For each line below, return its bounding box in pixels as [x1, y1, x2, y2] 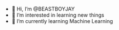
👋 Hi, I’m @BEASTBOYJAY [11, 6, 75, 12]
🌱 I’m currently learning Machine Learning [11, 18, 113, 24]
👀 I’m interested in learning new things [11, 12, 104, 18]
